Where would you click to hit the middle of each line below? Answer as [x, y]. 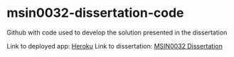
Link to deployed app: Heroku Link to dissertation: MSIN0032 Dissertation [115, 46]
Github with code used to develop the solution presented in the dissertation [117, 32]
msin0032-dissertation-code [95, 13]
